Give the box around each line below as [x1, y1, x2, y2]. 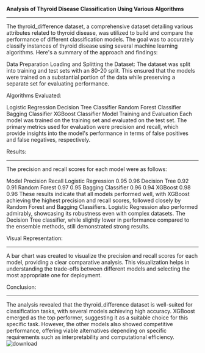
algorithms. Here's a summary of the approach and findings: [6, 49, 158, 56]
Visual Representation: [6, 235, 63, 242]
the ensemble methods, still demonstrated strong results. [6, 223, 150, 230]
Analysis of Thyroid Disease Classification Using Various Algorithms [6, 5, 184, 12]
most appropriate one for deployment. [6, 272, 102, 278]
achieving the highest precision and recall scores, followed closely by [6, 197, 181, 204]
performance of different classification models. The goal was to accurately [6, 36, 194, 43]
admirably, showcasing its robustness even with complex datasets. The [6, 210, 185, 217]
